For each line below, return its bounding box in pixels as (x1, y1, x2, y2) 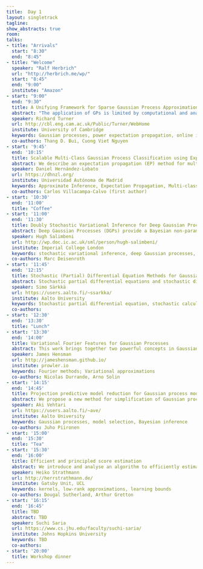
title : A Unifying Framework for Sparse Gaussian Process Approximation (11, 104, 199, 111)
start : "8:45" (11, 76, 47, 82)
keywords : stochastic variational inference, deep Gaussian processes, (11, 250, 196, 257)
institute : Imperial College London (11, 245, 104, 251)
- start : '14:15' (6, 379, 50, 385)
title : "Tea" (11, 442, 45, 448)
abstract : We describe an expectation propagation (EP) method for (11, 161, 185, 167)
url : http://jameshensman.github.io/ (11, 357, 107, 363)
